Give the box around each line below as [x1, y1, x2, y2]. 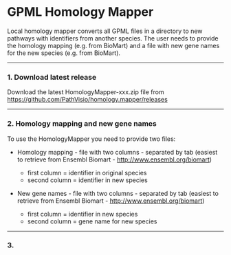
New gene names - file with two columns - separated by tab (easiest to [16, 189, 219, 197]
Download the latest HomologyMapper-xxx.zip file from [7, 88, 164, 96]
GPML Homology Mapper [7, 4, 154, 20]
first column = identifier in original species [27, 168, 147, 177]
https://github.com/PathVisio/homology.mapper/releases [7, 96, 168, 104]
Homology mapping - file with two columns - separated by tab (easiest [16, 148, 218, 156]
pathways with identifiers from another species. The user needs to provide [7, 34, 219, 42]
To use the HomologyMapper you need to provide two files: [7, 135, 176, 143]
